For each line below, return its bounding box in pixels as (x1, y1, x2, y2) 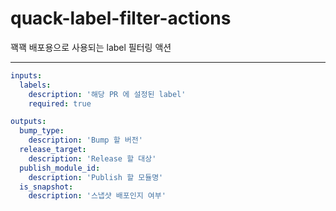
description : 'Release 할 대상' (28, 153, 157, 164)
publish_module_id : (19, 163, 101, 173)
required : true (28, 98, 92, 109)
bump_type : (19, 126, 65, 136)
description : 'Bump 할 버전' (28, 135, 143, 146)
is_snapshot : (19, 182, 74, 192)
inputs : (10, 70, 43, 81)
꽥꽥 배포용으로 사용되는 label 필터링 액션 (10, 41, 172, 53)
